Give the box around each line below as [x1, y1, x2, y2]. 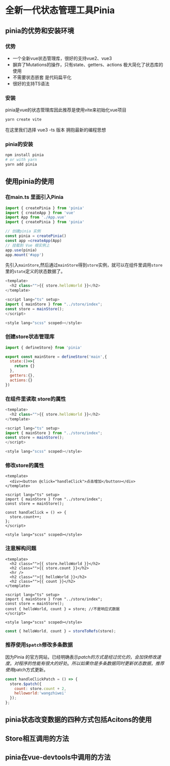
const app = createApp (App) [5, 238, 62, 243]
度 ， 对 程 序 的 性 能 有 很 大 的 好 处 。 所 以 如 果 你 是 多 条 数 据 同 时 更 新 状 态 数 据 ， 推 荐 [5, 660, 164, 666]
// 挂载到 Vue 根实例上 [5, 243, 50, 248]
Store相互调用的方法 [5, 734, 69, 743]
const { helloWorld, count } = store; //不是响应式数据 [5, 606, 120, 612]
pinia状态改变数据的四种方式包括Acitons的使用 [5, 715, 152, 724]
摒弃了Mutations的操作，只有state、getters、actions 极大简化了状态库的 [12, 61, 163, 67]
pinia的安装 [5, 140, 33, 147]
